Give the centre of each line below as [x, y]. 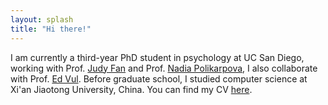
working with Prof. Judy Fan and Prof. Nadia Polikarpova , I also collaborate [164, 68]
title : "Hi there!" [51, 29]
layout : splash [42, 19]
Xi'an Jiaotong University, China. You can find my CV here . [131, 89]
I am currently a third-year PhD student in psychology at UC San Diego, [157, 57]
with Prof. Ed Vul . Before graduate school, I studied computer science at [159, 78]
